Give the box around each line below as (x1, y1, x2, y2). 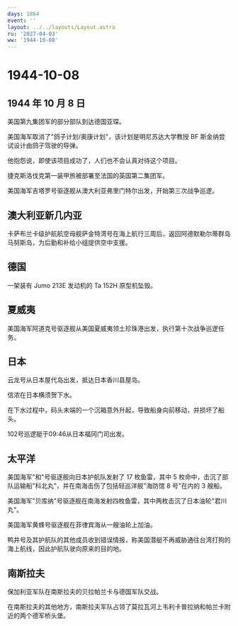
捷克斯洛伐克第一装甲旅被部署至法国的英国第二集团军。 (7, 172, 169, 180)
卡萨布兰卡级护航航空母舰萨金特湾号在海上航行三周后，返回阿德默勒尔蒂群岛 (7, 229, 231, 237)
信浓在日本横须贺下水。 (7, 391, 76, 399)
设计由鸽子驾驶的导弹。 (13, 141, 82, 150)
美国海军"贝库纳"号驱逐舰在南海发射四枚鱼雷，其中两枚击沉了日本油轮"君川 (7, 497, 227, 505)
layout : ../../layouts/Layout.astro (7, 23, 115, 30)
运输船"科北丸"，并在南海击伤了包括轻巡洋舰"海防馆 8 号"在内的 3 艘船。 (13, 481, 227, 490)
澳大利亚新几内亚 (7, 209, 82, 221)
